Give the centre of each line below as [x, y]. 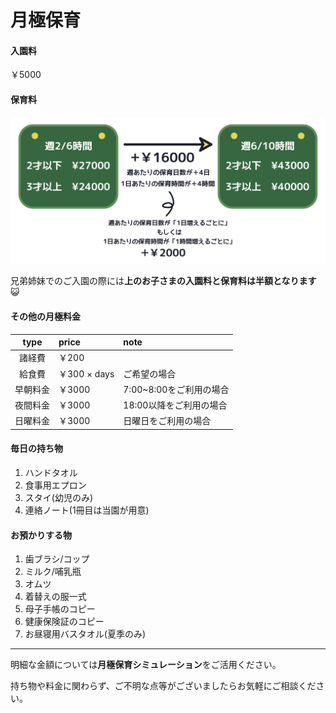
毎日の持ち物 [36, 448]
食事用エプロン [55, 485]
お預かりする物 [41, 535]
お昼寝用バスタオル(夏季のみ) [85, 634]
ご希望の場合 [150, 373]
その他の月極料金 [45, 316]
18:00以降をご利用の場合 [175, 405]
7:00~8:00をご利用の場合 [176, 389]
